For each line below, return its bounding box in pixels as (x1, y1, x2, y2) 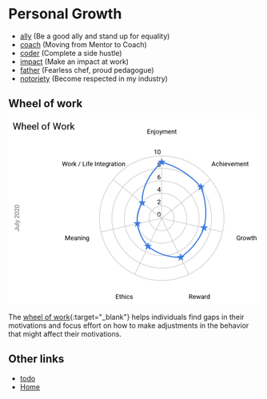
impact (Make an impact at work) (19, 57, 130, 66)
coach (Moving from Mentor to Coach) (19, 39, 148, 49)
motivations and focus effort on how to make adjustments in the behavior (8, 321, 249, 330)
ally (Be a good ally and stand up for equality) (19, 31, 170, 41)
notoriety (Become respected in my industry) (19, 74, 168, 83)
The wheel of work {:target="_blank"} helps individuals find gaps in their (8, 312, 245, 321)
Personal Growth (8, 5, 122, 23)
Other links (8, 353, 65, 366)
